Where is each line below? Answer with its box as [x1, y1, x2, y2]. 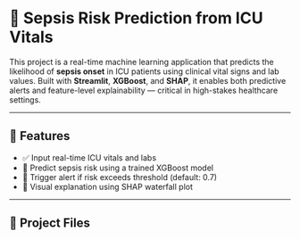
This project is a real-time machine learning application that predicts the [9, 56, 274, 67]
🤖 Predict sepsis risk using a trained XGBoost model [21, 162, 214, 173]
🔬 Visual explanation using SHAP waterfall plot [21, 181, 194, 192]
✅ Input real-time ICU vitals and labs [21, 152, 157, 163]
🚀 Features [9, 128, 71, 144]
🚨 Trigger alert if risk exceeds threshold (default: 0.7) [21, 171, 217, 182]
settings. [9, 94, 42, 105]
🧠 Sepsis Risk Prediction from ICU [9, 8, 263, 29]
